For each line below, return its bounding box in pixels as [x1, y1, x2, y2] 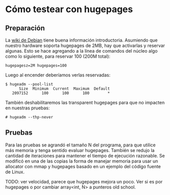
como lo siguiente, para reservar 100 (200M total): [5, 53, 111, 59]
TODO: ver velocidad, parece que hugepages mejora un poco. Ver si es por [5, 178, 163, 184]
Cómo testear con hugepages [5, 4, 133, 15]
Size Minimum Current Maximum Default [18, 86, 110, 91]
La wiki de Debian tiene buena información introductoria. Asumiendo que [5, 37, 158, 43]
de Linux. [5, 169, 25, 175]
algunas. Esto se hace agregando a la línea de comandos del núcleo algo [5, 48, 158, 54]
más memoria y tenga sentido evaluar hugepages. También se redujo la [5, 147, 155, 153]
